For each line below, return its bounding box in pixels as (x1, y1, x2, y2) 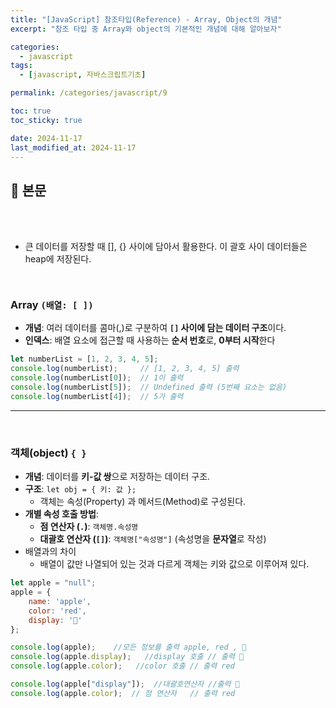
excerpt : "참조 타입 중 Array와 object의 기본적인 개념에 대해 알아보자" (10, 24, 282, 34)
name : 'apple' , (28, 596, 92, 606)
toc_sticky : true (10, 115, 83, 125)
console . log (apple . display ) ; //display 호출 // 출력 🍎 (10, 652, 245, 662)
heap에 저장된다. (24, 253, 92, 265)
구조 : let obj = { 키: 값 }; (24, 483, 137, 495)
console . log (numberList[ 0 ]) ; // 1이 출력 (10, 373, 184, 383)
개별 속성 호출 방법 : (24, 508, 99, 520)
